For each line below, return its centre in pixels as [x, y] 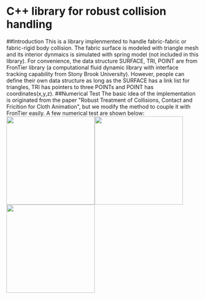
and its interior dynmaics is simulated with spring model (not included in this [102, 54]
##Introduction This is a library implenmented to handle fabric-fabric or [97, 41]
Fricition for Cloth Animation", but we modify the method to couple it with [99, 106]
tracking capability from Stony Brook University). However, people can [95, 74]
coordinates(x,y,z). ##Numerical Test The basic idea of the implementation [101, 93]
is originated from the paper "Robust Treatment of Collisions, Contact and [99, 100]
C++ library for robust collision [87, 11]
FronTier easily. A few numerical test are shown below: [75, 113]
